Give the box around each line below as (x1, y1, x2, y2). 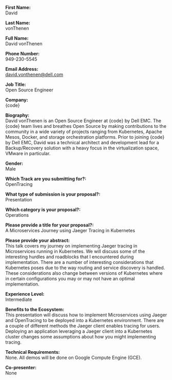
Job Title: (5, 82, 27, 87)
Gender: (5, 160, 24, 166)
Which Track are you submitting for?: (5, 176, 86, 182)
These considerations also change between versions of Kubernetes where (5, 270, 163, 276)
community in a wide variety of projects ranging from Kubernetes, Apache (5, 128, 163, 135)
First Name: (5, 5, 31, 10)
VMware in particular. (5, 150, 51, 156)
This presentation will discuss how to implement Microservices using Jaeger (5, 312, 167, 318)
